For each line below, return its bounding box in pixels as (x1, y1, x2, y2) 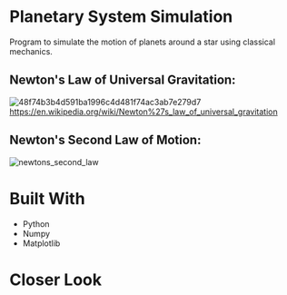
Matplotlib (22, 238, 61, 249)
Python (22, 218, 50, 229)
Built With (9, 188, 85, 209)
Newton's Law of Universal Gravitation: (9, 73, 236, 88)
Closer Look (9, 270, 103, 290)
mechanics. (9, 45, 53, 56)
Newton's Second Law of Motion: (9, 133, 202, 148)
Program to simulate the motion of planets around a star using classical (9, 36, 275, 47)
